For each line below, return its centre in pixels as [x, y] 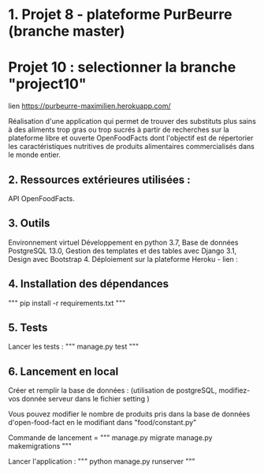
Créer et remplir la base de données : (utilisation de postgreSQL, [113, 390]
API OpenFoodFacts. [41, 198]
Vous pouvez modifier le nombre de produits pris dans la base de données [129, 414]
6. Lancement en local [63, 371]
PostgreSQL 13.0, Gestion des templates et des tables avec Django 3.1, [123, 251]
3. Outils [29, 224]
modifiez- [234, 390]
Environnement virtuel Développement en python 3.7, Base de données [123, 242]
